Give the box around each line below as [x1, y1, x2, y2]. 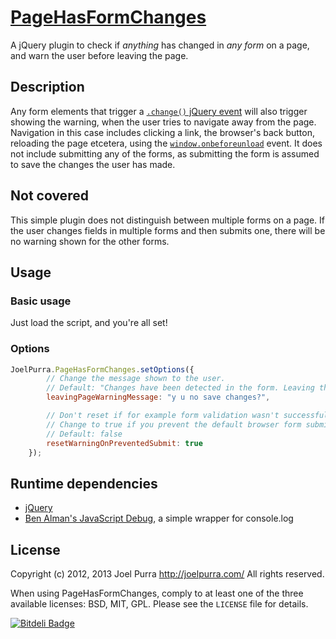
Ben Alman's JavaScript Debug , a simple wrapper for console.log [24, 512, 294, 525]
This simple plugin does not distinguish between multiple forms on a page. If [10, 214, 325, 226]
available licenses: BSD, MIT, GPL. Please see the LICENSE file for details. [10, 598, 309, 610]
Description [10, 79, 85, 96]
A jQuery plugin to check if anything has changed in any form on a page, [10, 39, 310, 51]
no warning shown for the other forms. [10, 235, 170, 247]
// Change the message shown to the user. [46, 374, 226, 384]
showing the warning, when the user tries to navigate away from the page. [10, 116, 317, 128]
